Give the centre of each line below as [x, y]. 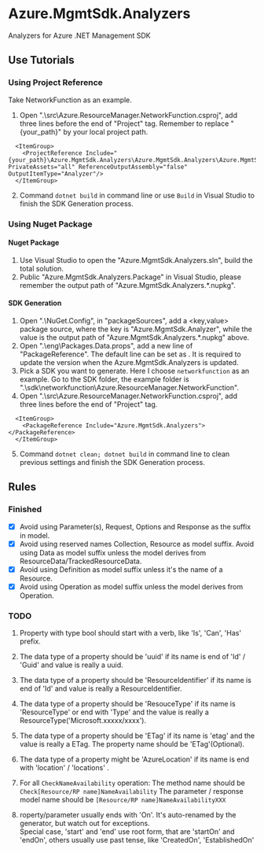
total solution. [42, 268]
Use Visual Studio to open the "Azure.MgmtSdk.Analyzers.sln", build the [136, 260]
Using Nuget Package [50, 223]
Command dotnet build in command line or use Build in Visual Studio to [137, 195]
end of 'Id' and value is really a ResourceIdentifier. [101, 688]
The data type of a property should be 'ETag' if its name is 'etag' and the [137, 736]
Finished [25, 510]
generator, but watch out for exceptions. [85, 824]
